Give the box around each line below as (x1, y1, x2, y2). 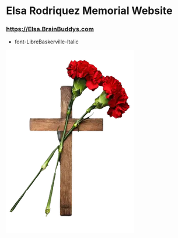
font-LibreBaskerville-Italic (14, 38, 79, 45)
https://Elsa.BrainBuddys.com (6, 25, 95, 33)
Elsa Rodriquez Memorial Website (6, 4, 173, 18)
